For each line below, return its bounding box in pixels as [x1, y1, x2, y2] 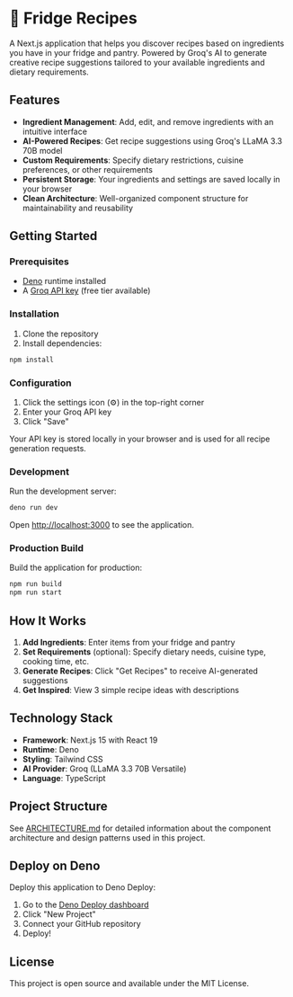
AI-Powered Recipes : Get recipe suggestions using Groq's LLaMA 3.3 [22, 135, 283, 147]
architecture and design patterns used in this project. [9, 832, 206, 843]
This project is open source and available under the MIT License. [9, 978, 250, 989]
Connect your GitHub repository [22, 919, 141, 930]
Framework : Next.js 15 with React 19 [22, 734, 158, 745]
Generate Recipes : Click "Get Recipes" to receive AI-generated [22, 665, 259, 676]
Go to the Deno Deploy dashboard [22, 899, 150, 911]
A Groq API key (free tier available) [22, 285, 151, 296]
